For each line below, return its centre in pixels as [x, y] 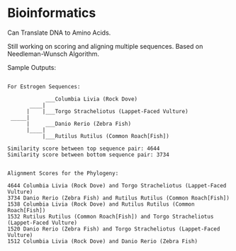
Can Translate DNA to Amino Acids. [59, 33]
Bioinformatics [52, 13]
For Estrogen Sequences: [44, 86]
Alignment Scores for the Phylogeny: [63, 173]
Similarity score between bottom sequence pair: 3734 [89, 154]
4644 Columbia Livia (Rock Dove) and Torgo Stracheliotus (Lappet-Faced [117, 185]
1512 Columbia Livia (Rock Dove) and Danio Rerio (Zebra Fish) [103, 241]
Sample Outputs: [32, 67]
